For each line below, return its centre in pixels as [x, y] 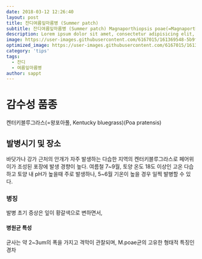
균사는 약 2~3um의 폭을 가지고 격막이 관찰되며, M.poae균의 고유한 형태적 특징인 [100, 242]
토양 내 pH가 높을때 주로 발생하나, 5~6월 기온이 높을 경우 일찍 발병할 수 [101, 174]
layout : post [23, 17]
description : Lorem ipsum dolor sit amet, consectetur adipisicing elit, [101, 34]
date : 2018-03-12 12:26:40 [40, 12]
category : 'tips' [28, 51]
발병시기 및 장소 [34, 143]
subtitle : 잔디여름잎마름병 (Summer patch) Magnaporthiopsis [79, 29]
